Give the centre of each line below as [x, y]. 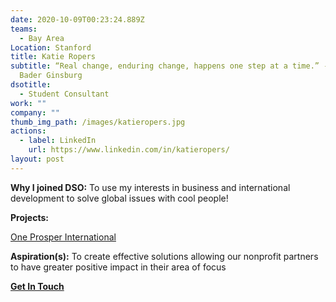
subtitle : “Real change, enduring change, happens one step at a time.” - [169, 66]
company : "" [35, 112]
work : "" [28, 103]
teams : [24, 29]
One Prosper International [63, 237]
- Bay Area [42, 38]
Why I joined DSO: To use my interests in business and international [150, 187]
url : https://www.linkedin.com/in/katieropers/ [129, 150]
